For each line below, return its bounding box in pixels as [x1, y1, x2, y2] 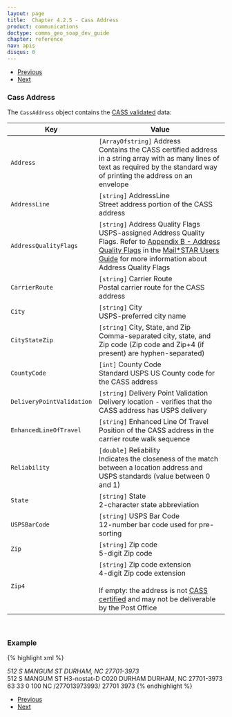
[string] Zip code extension [99, 560, 191, 569]
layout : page [7, 10, 45, 17]
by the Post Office [99, 603, 157, 613]
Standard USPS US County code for [99, 369, 215, 378]
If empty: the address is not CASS [99, 586, 209, 596]
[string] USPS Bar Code [99, 511, 180, 521]
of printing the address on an [99, 171, 193, 181]
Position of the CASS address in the [99, 425, 214, 435]
